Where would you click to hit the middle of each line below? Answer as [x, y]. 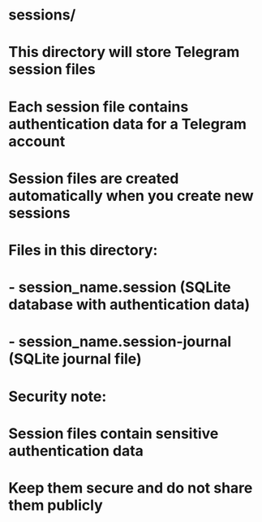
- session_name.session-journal [120, 342]
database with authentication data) [129, 304]
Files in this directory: [83, 250]
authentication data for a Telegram [128, 124]
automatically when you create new [131, 196]
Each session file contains [99, 107]
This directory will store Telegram [124, 52]
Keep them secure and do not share [131, 487]
